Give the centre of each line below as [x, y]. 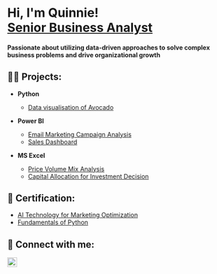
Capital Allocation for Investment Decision [88, 176]
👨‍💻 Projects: [34, 77]
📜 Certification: [41, 198]
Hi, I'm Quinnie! [53, 13]
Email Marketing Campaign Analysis [79, 134]
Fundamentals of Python [53, 222]
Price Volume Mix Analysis [66, 168]
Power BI [30, 121]
